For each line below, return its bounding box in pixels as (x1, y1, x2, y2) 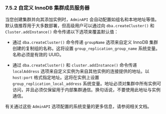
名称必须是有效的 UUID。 (12, 52, 64, 58)
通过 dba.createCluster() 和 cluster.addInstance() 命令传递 (12, 62, 137, 68)
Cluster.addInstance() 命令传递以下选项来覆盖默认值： (5, 29, 119, 35)
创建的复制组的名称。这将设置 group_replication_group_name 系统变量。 (12, 45, 161, 51)
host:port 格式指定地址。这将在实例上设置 (12, 75, 99, 80)
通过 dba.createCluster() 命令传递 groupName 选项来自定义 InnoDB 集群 (12, 39, 158, 45)
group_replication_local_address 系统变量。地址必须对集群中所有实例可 (12, 80, 162, 87)
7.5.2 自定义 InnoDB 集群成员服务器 (5, 4, 90, 11)
